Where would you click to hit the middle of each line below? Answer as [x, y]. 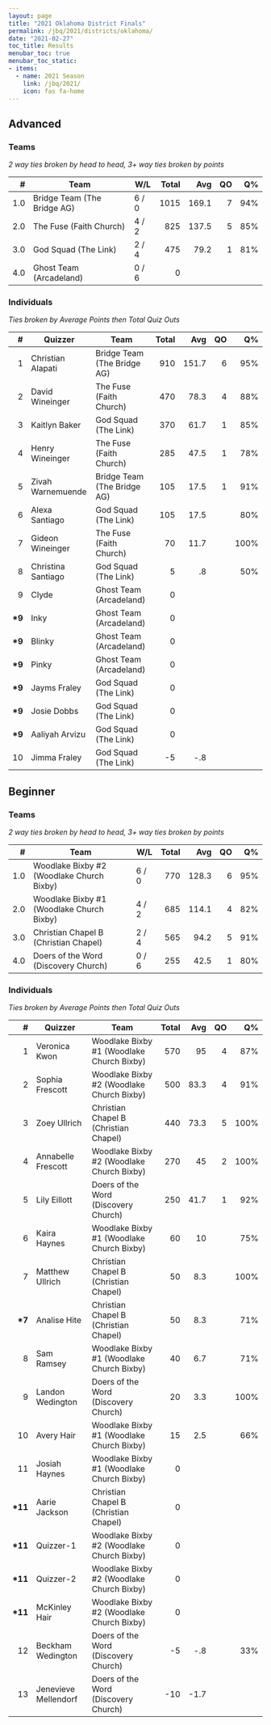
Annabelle [55, 1156]
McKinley [54, 1608]
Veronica [53, 1046]
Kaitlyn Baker [56, 425]
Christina [48, 567]
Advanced [35, 123]
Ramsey [51, 1364]
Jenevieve [55, 1689]
